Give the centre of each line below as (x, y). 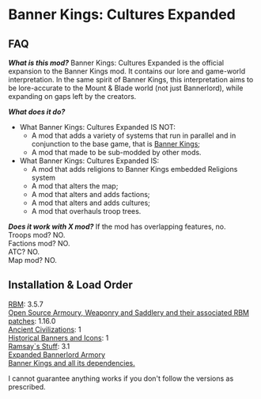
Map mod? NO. (33, 260)
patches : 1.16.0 (32, 321)
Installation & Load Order (70, 285)
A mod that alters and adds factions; (91, 194)
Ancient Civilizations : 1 (45, 329)
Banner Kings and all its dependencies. (72, 363)
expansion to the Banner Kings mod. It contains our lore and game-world (127, 71)
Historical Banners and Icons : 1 (59, 337)
